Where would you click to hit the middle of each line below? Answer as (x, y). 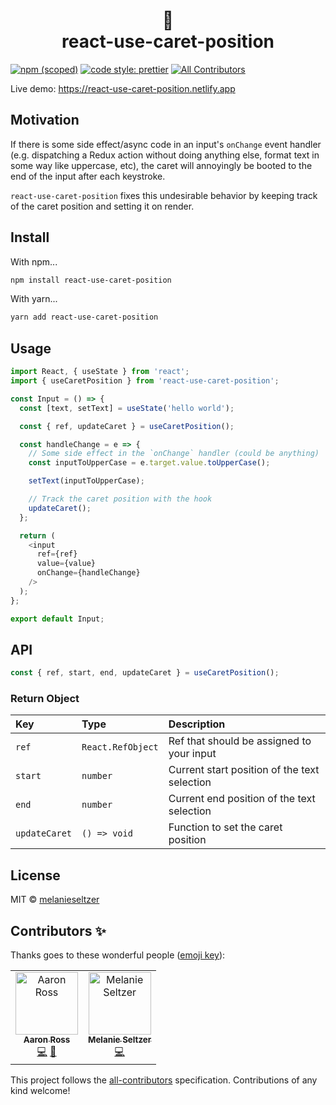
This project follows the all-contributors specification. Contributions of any (164, 1080)
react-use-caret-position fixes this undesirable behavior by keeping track (164, 195)
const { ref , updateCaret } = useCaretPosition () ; (127, 426)
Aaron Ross (47, 1040)
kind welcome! (40, 1091)
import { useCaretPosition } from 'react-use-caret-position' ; (145, 381)
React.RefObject (120, 747)
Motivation (45, 120)
